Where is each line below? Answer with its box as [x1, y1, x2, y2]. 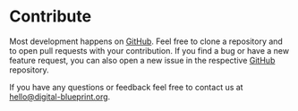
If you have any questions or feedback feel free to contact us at [9, 81, 243, 92]
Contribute [9, 6, 92, 27]
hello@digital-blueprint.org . [9, 91, 111, 102]
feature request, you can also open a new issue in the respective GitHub [9, 55, 276, 65]
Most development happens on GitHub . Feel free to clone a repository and [9, 36, 284, 47]
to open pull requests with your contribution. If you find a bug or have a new [9, 45, 289, 55]
